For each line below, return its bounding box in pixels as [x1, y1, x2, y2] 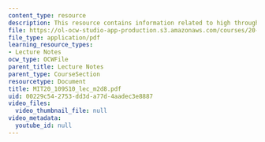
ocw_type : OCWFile [8, 56, 69, 64]
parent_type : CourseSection [8, 70, 101, 78]
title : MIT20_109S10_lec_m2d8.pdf [8, 84, 122, 93]
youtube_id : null [15, 121, 73, 129]
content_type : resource [8, 11, 87, 20]
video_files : [8, 99, 51, 107]
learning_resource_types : [8, 41, 93, 49]
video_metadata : [8, 114, 62, 122]
